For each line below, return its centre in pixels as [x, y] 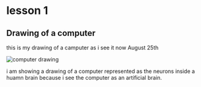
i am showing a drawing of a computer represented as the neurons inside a [101, 71]
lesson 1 [27, 11]
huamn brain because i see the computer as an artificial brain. [84, 78]
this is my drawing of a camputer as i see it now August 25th [82, 47]
